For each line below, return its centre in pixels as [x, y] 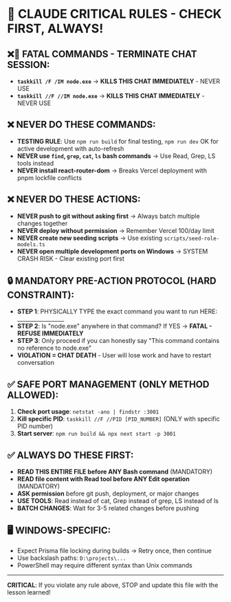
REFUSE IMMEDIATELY [50, 333]
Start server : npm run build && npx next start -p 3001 [97, 434]
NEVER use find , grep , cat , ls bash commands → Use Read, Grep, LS [116, 156]
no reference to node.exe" [54, 348]
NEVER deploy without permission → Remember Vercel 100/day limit [115, 230]
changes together [42, 223]
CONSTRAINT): [41, 295]
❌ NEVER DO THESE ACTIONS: [74, 200]
